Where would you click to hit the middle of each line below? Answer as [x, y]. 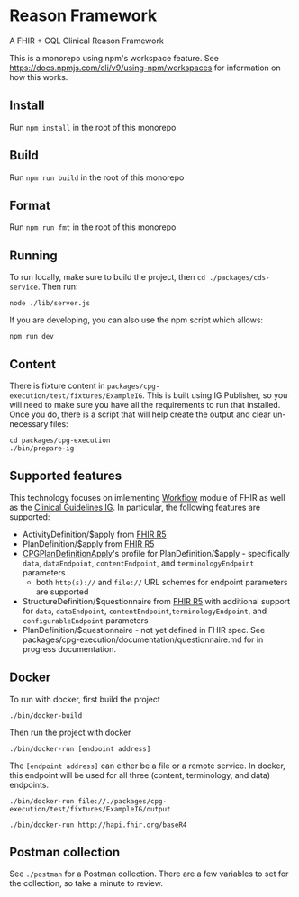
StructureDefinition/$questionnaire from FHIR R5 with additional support [156, 601]
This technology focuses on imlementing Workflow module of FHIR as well [147, 497]
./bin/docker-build [46, 716]
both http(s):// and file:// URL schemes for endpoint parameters [162, 582]
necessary [29, 424]
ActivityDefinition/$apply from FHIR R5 [94, 534]
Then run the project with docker [70, 732]
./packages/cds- [239, 278]
